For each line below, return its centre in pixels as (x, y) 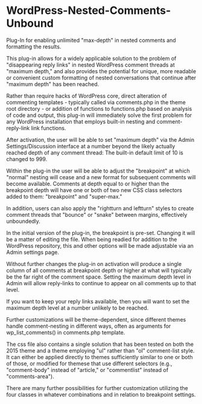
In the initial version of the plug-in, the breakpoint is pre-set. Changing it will (101, 233)
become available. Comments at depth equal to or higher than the (88, 184)
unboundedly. (24, 221)
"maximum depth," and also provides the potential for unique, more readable (101, 71)
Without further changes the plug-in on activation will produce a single (94, 263)
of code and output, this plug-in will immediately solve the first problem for (99, 115)
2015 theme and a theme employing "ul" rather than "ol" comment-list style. (100, 350)
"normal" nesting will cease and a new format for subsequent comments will (101, 177)
